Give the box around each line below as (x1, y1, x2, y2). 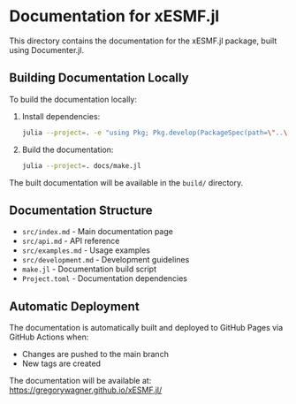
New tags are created (21, 358, 102, 369)
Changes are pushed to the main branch (21, 349, 170, 360)
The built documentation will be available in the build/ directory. (9, 177, 244, 187)
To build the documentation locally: (9, 94, 137, 104)
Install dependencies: (21, 111, 101, 121)
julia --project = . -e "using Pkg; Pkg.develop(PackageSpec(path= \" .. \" (21, 128, 292, 137)
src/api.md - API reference (21, 236, 120, 247)
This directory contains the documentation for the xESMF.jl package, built (9, 35, 277, 46)
